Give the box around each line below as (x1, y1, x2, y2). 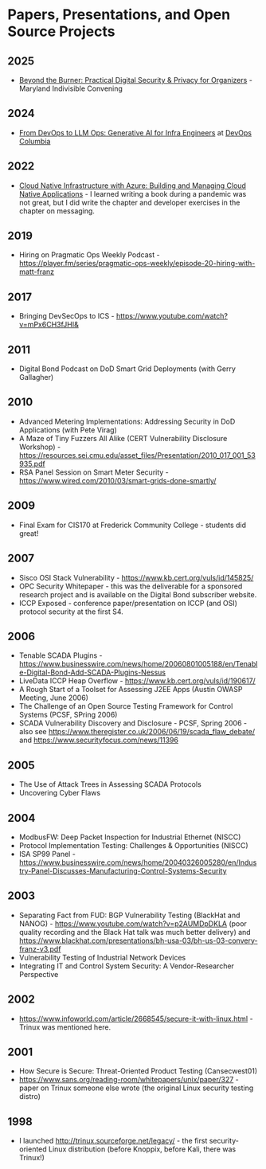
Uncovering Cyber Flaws (18, 788, 101, 798)
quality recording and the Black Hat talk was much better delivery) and (18, 927, 252, 936)
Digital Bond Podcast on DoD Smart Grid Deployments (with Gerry (18, 364, 237, 373)
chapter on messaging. (18, 205, 95, 216)
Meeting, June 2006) (18, 693, 89, 702)
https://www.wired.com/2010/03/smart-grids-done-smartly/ (18, 475, 217, 485)
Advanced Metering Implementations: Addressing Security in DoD (18, 416, 236, 426)
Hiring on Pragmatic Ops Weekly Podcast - (18, 250, 160, 260)
